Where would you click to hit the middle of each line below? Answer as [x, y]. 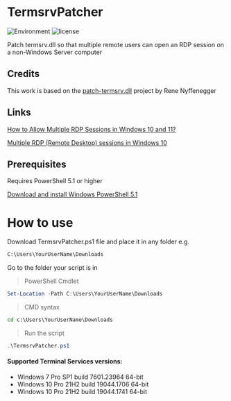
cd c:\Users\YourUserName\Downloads [60, 320]
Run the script [44, 333]
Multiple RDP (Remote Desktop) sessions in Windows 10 [87, 142]
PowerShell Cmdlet [51, 281]
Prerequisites [37, 164]
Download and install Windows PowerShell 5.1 [72, 194]
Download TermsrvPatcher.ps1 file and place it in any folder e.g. [98, 242]
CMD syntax [42, 307]
